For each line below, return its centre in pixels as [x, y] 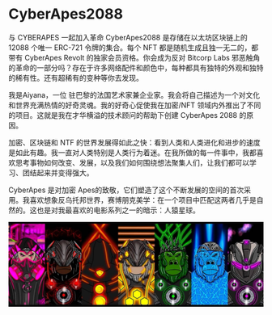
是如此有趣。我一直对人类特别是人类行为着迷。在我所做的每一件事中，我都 [132, 152]
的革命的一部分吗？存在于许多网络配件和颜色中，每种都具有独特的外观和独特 [136, 67]
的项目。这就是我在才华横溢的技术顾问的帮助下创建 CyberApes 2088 [123, 115]
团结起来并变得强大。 [58, 172]
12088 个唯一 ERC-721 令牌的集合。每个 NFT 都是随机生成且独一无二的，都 [134, 47]
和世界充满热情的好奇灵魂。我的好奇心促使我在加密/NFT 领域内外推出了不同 [135, 105]
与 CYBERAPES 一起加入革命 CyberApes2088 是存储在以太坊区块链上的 [128, 37]
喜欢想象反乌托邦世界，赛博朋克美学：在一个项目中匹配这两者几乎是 [143, 199]
